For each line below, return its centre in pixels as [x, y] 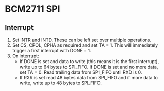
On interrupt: [25, 56]
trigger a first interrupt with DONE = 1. [52, 51]
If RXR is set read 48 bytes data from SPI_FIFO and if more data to [89, 78]
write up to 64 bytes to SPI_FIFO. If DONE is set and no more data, [89, 67]
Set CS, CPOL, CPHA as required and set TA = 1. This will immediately [85, 45]
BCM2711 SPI [32, 9]
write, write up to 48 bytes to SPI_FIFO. [61, 83]
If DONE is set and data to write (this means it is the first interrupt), [89, 61]
